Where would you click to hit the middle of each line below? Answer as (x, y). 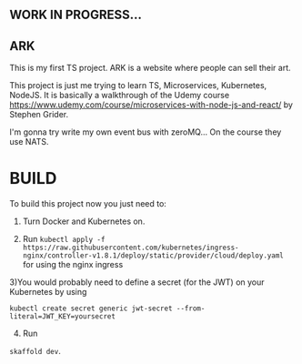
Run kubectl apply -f (64, 239)
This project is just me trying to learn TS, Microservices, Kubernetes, (138, 86)
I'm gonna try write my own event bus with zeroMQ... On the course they (146, 132)
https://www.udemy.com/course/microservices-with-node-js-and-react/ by (151, 105)
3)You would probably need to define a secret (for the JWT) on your (137, 282)
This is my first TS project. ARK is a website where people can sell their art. (150, 68)
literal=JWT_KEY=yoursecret (63, 317)
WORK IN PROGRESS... (76, 15)
